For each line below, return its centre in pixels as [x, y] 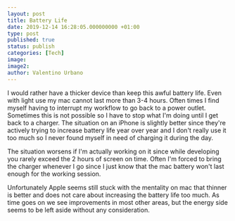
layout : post [26, 14]
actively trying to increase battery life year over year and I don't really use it [117, 130]
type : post [23, 33]
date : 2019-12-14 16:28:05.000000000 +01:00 [74, 27]
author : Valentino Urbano [45, 72]
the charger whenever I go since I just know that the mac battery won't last [116, 166]
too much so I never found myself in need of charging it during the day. [110, 137]
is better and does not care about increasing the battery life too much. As [113, 195]
